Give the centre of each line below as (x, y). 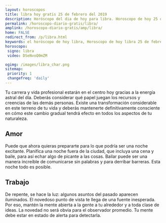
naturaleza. (17, 118)
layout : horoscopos (25, 10)
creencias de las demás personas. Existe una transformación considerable (81, 103)
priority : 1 (20, 74)
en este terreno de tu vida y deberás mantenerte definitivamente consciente (83, 108)
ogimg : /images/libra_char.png (37, 65)
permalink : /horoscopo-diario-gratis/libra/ (52, 23)
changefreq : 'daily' (28, 78)
